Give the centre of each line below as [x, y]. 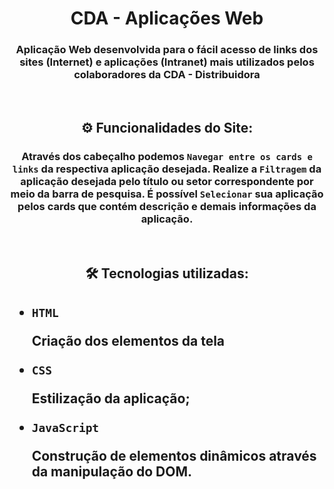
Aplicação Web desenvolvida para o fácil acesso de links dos [167, 50]
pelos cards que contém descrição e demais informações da [167, 206]
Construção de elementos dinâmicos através [174, 455]
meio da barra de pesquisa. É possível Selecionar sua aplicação [167, 194]
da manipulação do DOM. [112, 471]
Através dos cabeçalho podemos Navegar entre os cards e [167, 156]
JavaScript [65, 427]
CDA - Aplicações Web [167, 18]
